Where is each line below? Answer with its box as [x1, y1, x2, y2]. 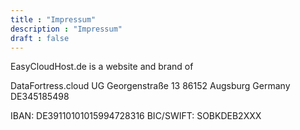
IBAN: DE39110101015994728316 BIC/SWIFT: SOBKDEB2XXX [10, 110, 262, 122]
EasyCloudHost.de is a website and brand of [10, 61, 194, 73]
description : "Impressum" [10, 24, 123, 34]
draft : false [10, 33, 70, 43]
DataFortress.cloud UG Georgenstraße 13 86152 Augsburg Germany [10, 80, 291, 92]
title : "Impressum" [10, 14, 97, 25]
